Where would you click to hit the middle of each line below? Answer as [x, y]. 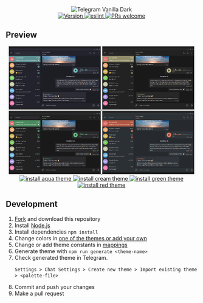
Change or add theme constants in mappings [71, 245]
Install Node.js [32, 225]
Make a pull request [39, 293]
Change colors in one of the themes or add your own [81, 238]
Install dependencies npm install [56, 232]
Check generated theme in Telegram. [61, 257]
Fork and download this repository [57, 218]
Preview [22, 35]
